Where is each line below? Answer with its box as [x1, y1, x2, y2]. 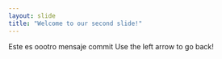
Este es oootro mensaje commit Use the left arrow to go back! [8, 41, 214, 51]
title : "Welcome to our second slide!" [8, 19, 143, 27]
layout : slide [8, 11, 57, 20]
